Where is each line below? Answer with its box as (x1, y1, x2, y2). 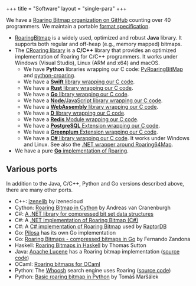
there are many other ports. (6, 186, 73, 193)
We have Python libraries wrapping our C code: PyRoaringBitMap (23, 66, 184, 73)
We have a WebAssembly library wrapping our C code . (23, 103, 158, 110)
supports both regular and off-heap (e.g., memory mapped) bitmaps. (14, 41, 182, 47)
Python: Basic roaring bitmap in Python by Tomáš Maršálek (14, 273, 159, 280)
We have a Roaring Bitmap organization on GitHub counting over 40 (6, 17, 171, 23)
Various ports (6, 164, 58, 174)
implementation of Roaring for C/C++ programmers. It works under (14, 53, 178, 60)
